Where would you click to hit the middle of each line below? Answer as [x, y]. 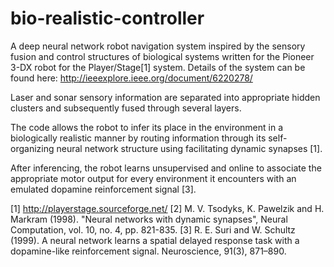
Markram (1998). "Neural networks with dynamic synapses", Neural [149, 219]
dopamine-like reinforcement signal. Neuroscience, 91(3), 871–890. [148, 251]
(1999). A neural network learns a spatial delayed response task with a [155, 240]
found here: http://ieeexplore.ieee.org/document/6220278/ [131, 78]
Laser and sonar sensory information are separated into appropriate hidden [165, 97]
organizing [32, 148]
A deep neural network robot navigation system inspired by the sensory [158, 46]
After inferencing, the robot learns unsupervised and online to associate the [166, 168]
